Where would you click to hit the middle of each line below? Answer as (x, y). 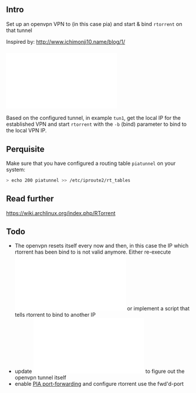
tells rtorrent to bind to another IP (55, 315)
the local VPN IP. (27, 131)
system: (16, 169)
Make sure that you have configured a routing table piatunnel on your (91, 163)
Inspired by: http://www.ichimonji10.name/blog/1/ (66, 41)
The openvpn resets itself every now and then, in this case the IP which (102, 246)
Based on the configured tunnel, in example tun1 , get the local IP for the (94, 118)
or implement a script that (158, 308)
